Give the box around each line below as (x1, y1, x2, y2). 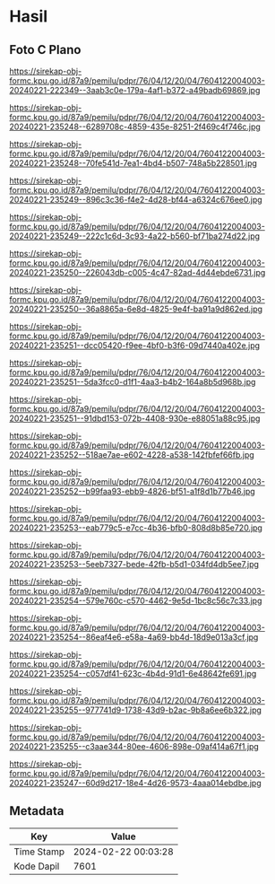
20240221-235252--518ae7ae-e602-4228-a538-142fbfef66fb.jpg (9, 450, 255, 460)
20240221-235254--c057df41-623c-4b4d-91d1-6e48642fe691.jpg (9, 669, 257, 678)
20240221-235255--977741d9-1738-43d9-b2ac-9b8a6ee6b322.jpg (9, 705, 262, 715)
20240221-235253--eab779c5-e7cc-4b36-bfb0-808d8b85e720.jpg (9, 522, 262, 533)
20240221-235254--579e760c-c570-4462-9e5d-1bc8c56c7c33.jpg (9, 595, 262, 606)
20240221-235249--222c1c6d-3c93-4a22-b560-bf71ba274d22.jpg (9, 231, 261, 241)
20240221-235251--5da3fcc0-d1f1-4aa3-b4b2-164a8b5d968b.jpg (9, 377, 256, 387)
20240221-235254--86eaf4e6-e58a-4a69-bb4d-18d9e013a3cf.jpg (9, 632, 259, 643)
